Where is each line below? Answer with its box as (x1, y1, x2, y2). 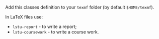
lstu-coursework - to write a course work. (12, 29, 99, 34)
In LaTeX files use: (5, 14, 43, 19)
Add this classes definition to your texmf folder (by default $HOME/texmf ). (5, 4, 154, 10)
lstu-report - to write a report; (12, 23, 77, 29)
